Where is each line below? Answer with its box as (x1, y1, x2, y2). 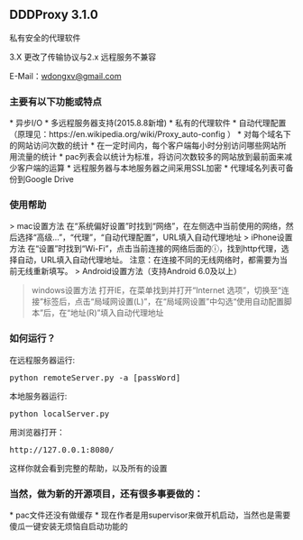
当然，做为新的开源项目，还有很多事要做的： (9, 487, 204, 499)
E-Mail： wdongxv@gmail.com (9, 70, 122, 81)
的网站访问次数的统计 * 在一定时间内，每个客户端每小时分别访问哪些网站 (9, 140, 279, 151)
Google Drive (24, 174, 74, 185)
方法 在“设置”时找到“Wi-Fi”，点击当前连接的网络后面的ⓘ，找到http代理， (9, 243, 281, 254)
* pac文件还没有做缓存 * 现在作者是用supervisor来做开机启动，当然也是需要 (9, 509, 291, 520)
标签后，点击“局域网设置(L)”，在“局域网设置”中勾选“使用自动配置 (42, 297, 284, 307)
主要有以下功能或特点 (9, 95, 102, 107)
